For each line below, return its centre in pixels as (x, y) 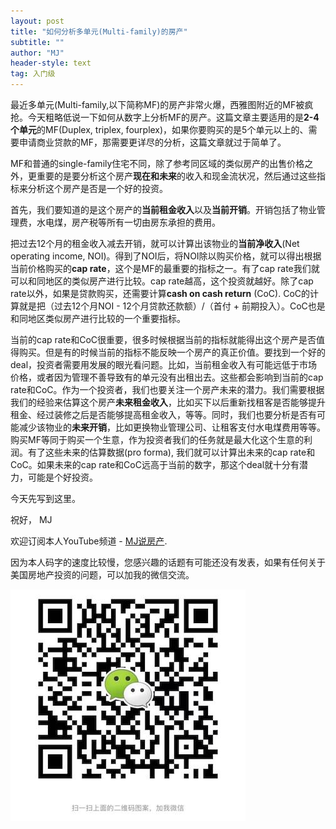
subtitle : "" (37, 42)
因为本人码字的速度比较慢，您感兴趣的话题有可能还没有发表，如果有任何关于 (168, 562)
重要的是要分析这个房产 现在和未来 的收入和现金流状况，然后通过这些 (176, 176)
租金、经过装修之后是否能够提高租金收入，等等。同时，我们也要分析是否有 (163, 414)
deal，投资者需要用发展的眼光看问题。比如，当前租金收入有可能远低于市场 (164, 364)
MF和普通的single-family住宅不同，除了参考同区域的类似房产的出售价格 (157, 163)
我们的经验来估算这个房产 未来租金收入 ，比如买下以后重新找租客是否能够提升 (168, 402)
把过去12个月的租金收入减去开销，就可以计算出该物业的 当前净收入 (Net (155, 243)
